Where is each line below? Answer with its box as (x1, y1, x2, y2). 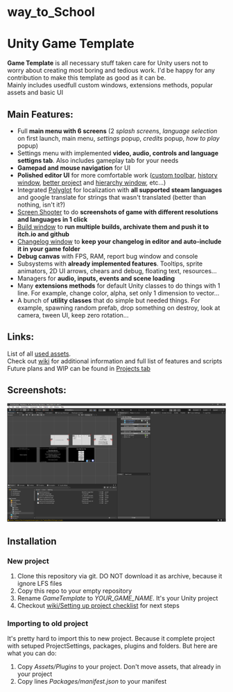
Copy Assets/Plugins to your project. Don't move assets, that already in (17, 663, 221, 671)
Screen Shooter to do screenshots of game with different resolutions (17, 207, 218, 216)
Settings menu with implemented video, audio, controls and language (17, 148, 218, 157)
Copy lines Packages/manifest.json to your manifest (17, 677, 167, 686)
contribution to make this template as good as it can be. (7, 73, 166, 82)
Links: (7, 331, 35, 343)
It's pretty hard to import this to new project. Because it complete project (7, 634, 215, 643)
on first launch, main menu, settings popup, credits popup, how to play (17, 134, 220, 142)
